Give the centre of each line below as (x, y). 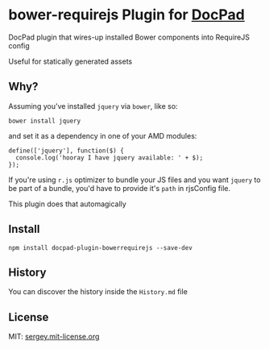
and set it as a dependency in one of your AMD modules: (103, 135)
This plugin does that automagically (67, 204)
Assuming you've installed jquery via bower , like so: (93, 106)
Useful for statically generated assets (70, 61)
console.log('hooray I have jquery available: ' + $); (110, 158)
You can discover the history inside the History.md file (98, 292)
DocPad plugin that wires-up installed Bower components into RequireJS (129, 37)
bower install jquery (45, 121)
